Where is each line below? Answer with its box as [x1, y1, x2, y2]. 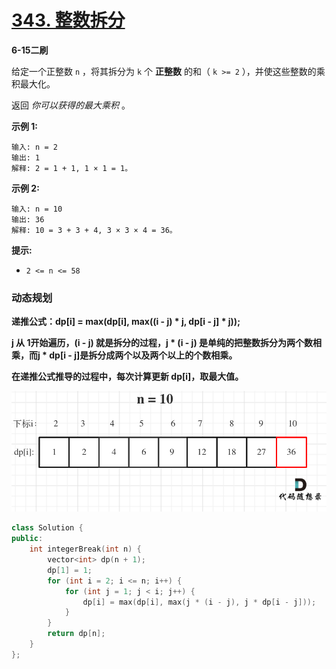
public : [11, 534, 44, 544]
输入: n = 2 [11, 142, 58, 152]
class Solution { [11, 523, 84, 533]
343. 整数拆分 [11, 9, 126, 32]
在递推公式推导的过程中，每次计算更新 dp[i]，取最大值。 [11, 371, 244, 383]
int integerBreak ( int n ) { [29, 544, 142, 555]
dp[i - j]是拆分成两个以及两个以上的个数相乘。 [49, 349, 238, 361]
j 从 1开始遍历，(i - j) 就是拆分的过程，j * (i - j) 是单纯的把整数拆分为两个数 [11, 337, 313, 349]
